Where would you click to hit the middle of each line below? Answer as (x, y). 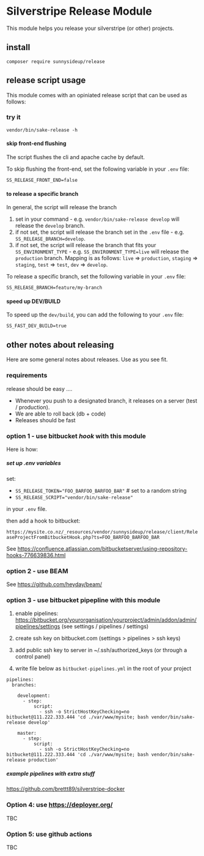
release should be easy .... (39, 389)
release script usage (46, 80)
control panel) (33, 657)
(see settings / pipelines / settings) (105, 627)
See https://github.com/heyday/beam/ (54, 584)
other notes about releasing (60, 345)
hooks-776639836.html (36, 555)
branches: (24, 685)
